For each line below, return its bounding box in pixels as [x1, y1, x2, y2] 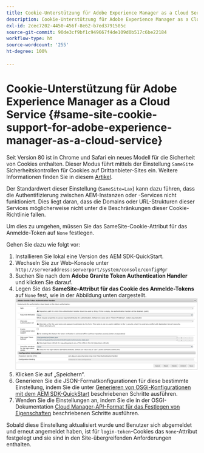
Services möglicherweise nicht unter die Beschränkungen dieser [6, 204, 168, 211]
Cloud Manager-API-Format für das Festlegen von [55, 403, 180, 410]
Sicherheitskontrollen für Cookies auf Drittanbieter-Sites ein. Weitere [6, 166, 178, 174]
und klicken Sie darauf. [15, 278, 73, 286]
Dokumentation [15, 403, 54, 410]
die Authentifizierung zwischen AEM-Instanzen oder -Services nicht [6, 191, 177, 198]
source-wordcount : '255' [6, 42, 69, 48]
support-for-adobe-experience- [6, 121, 172, 134]
